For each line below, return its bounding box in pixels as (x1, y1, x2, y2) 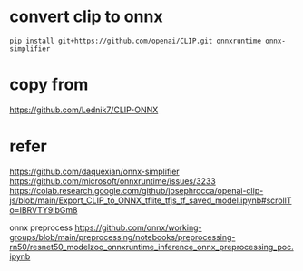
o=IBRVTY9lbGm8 (9, 204, 78, 215)
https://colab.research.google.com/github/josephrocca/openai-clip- (9, 185, 264, 196)
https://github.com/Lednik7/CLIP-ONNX (9, 104, 159, 115)
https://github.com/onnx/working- (74, 222, 202, 233)
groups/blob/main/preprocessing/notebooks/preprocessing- (9, 231, 236, 242)
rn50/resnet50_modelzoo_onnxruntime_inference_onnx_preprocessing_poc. (9, 241, 294, 252)
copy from (9, 74, 89, 95)
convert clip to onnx (9, 6, 163, 27)
